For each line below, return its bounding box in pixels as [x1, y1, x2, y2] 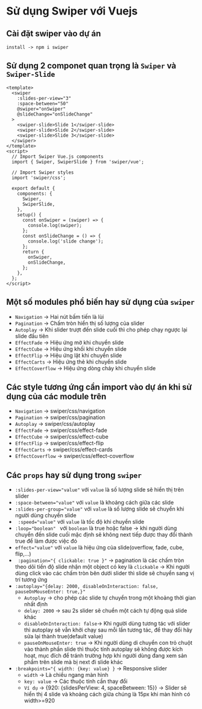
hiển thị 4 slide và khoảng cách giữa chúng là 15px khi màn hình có [24, 691, 191, 698]
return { [22, 249, 45, 255]
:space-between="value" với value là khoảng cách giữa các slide [14, 499, 174, 506]
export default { [11, 185, 55, 191]
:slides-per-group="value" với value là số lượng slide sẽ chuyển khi [14, 505, 185, 512]
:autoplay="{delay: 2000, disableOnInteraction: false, [14, 584, 159, 590]
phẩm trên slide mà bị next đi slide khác [24, 658, 123, 666]
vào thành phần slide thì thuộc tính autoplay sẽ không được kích [24, 645, 183, 653]
